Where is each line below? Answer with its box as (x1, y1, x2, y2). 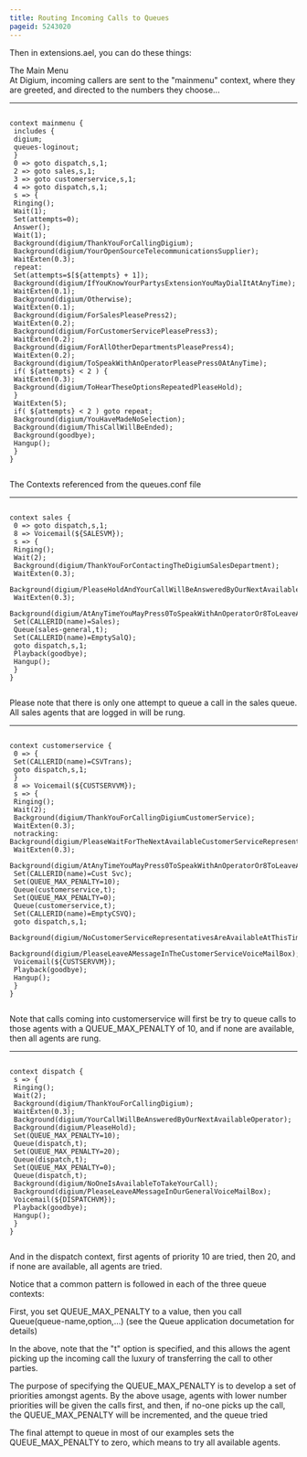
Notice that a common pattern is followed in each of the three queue (9, 1278, 267, 1290)
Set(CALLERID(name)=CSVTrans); (13, 756, 132, 766)
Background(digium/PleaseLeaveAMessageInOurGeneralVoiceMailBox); (13, 1186, 272, 1196)
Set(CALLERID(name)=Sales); (13, 616, 121, 627)
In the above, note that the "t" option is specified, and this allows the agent (9, 1343, 291, 1354)
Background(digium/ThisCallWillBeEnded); (13, 423, 174, 432)
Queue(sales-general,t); (13, 625, 108, 634)
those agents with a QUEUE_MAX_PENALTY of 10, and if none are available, (9, 1023, 295, 1034)
